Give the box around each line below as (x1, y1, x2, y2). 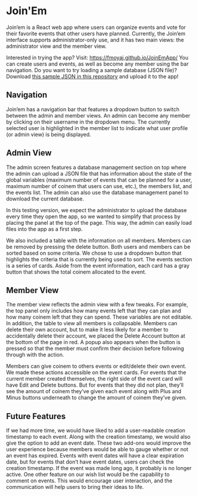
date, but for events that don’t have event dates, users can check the (6, 458, 174, 465)
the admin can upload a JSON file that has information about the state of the (6, 170, 192, 177)
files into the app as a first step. (6, 225, 83, 232)
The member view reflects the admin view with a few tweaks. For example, (6, 301, 188, 308)
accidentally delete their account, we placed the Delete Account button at (6, 332, 186, 339)
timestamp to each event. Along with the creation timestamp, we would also (6, 433, 191, 440)
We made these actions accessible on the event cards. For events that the (6, 369, 186, 376)
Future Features (6, 411, 66, 421)
